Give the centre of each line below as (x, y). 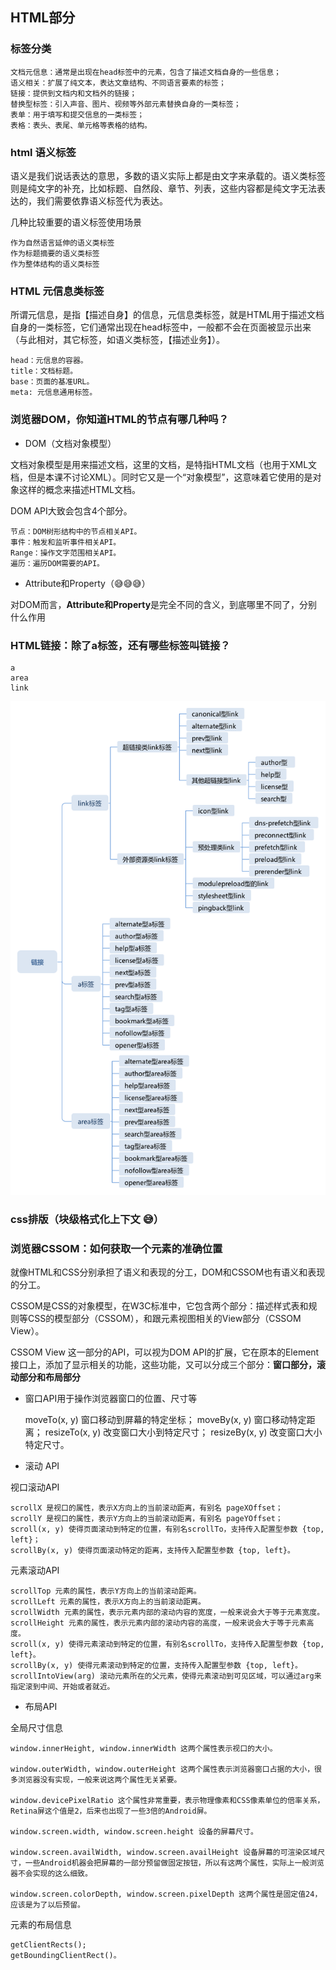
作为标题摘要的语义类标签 (55, 253)
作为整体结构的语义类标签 (55, 264)
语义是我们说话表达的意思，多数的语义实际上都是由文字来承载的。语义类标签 (168, 175)
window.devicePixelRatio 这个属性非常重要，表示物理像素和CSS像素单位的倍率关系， (167, 1801)
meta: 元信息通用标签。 (54, 393)
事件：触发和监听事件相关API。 (66, 542)
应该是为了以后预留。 (47, 1905)
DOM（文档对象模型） (70, 443)
